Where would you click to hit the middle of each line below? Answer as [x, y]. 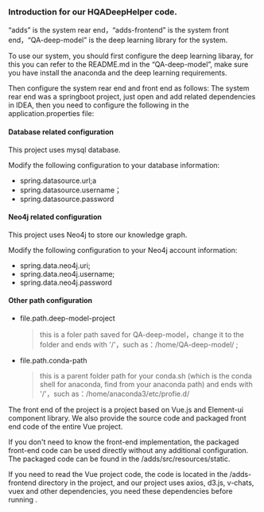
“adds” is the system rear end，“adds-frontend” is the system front [118, 30]
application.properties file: [51, 114]
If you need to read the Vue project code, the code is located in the [118, 474]
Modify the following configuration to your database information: [114, 165]
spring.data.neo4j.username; [67, 273]
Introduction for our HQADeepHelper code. [93, 12]
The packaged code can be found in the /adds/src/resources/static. [119, 459]
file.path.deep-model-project [67, 318]
